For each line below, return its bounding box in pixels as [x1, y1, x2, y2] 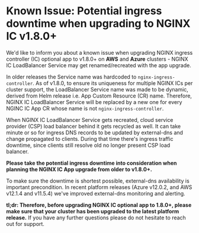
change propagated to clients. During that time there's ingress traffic [6, 135, 174, 142]
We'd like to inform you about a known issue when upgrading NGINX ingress [6, 49, 193, 56]
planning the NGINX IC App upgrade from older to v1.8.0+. [6, 165, 152, 173]
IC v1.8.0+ [6, 30, 57, 43]
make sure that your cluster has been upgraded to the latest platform [6, 207, 179, 215]
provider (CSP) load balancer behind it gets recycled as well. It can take [6, 122, 181, 130]
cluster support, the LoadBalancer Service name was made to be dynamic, [6, 86, 188, 93]
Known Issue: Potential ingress [6, 4, 162, 18]
